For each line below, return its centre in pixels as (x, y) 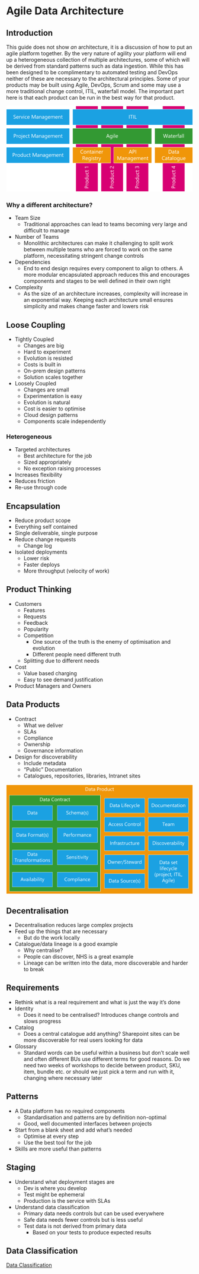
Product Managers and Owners (53, 686)
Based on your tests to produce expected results (92, 1232)
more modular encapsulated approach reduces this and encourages (107, 275)
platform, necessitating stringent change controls (84, 256)
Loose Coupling (36, 325)
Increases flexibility (38, 475)
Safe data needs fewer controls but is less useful (83, 1219)
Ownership (37, 744)
